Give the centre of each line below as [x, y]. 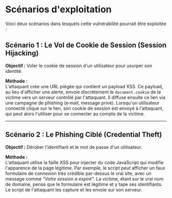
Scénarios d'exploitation [58, 9]
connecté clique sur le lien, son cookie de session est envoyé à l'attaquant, [84, 108]
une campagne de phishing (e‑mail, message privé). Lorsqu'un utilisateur [82, 103]
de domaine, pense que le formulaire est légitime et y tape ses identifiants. [84, 184]
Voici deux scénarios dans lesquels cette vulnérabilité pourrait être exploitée [86, 24]
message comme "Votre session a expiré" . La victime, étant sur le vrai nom [84, 179]
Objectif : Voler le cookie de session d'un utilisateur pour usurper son [79, 66]
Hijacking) [22, 53]
